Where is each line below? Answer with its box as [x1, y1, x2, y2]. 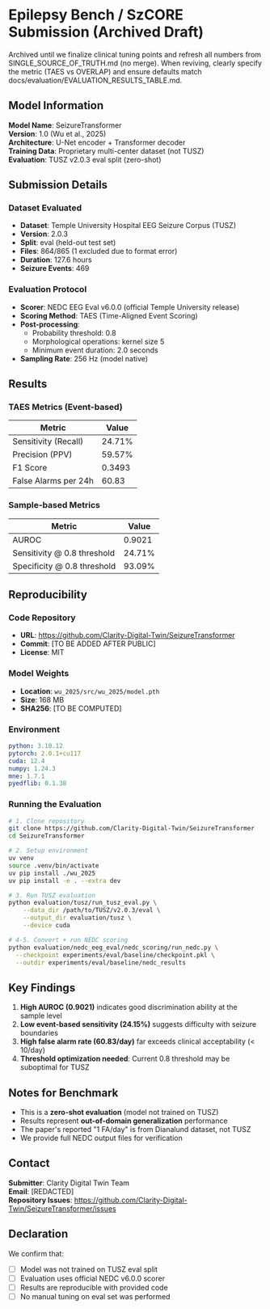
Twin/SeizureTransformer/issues [8, 1203, 116, 1214]
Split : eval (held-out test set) [19, 238, 116, 247]
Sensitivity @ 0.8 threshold [12, 547, 116, 559]
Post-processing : [19, 319, 81, 329]
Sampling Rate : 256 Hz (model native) [19, 353, 148, 363]
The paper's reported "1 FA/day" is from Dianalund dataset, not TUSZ [19, 1125, 251, 1134]
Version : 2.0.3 [19, 229, 69, 239]
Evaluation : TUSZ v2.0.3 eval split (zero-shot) [8, 154, 162, 164]
